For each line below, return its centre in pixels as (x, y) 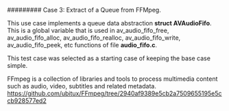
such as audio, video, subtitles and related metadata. (82, 86)
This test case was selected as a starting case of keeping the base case (109, 58)
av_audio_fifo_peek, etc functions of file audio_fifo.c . (82, 45)
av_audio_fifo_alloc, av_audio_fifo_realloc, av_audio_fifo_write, (94, 38)
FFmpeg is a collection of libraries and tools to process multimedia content (112, 79)
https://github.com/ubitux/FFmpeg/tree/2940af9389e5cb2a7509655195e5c (114, 93)
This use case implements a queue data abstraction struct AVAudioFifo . (109, 23)
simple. (17, 65)
